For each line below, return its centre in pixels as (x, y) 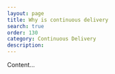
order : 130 (23, 33)
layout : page (26, 13)
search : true (26, 26)
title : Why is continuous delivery (58, 20)
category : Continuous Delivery (52, 39)
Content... (21, 65)
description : (26, 45)
